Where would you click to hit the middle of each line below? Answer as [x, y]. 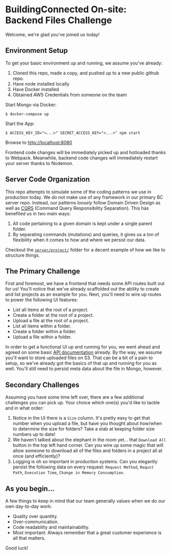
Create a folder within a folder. [44, 332]
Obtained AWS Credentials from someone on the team [70, 95]
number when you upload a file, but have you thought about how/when [87, 423]
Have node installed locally [41, 84]
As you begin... [30, 489]
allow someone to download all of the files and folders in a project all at [87, 451]
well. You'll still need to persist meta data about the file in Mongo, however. [84, 369]
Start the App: [20, 124]
